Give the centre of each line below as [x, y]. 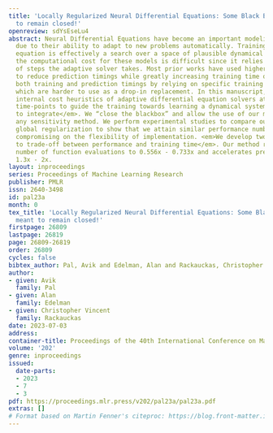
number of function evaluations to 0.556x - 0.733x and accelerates [134, 152]
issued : [22, 364]
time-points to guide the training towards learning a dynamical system [141, 106]
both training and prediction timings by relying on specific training [140, 84]
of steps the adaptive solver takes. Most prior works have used [129, 69]
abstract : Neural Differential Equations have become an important [125, 39]
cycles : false [32, 258]
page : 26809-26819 [39, 243]
